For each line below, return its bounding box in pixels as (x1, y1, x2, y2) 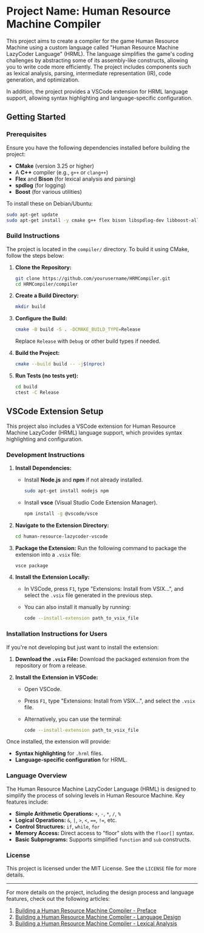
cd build (15, 384, 38, 390)
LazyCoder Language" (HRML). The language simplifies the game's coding (6, 50, 194, 57)
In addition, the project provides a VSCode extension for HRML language (6, 88, 188, 95)
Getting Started (6, 112, 66, 122)
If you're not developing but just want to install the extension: (6, 643, 159, 651)
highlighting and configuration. (6, 435, 83, 442)
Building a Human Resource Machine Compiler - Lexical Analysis (15, 920, 177, 928)
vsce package (15, 562, 49, 569)
